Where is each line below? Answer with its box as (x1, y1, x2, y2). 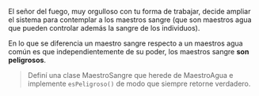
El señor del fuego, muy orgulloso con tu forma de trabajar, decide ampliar (8, 7, 251, 16)
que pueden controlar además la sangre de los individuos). (8, 24, 200, 32)
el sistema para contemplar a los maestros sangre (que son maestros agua (8, 15, 252, 24)
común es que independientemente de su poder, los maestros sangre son (8, 47, 249, 56)
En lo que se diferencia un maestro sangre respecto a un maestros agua (8, 39, 243, 48)
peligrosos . (8, 55, 46, 65)
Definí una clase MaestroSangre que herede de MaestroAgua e (27, 71, 234, 79)
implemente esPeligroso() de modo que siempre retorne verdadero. (27, 79, 251, 88)
